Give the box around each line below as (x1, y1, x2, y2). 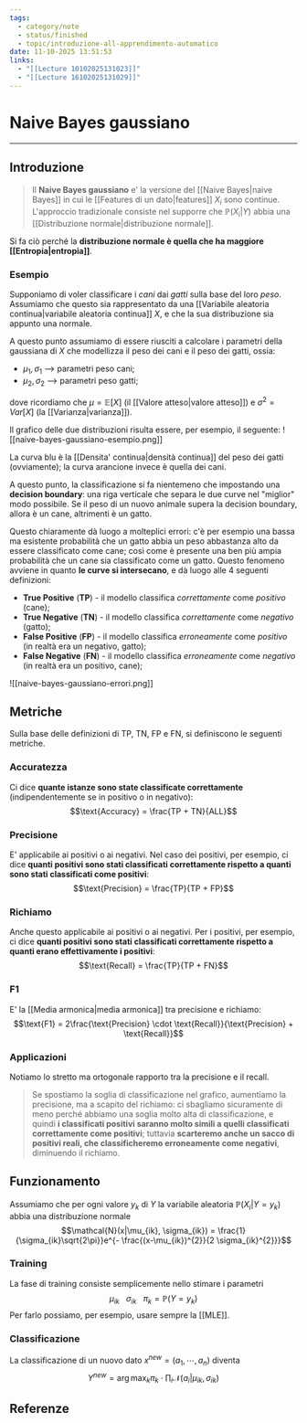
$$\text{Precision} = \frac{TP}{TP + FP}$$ (72, 883, 235, 894)
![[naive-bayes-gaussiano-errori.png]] (9, 677, 153, 688)
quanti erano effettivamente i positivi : (9, 946, 155, 957)
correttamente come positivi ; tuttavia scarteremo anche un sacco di (31, 1128, 295, 1139)
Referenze (9, 1401, 70, 1417)
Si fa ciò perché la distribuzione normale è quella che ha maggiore (9, 236, 265, 247)
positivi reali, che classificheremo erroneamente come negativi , (31, 1137, 281, 1148)
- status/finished (17, 30, 89, 39)
